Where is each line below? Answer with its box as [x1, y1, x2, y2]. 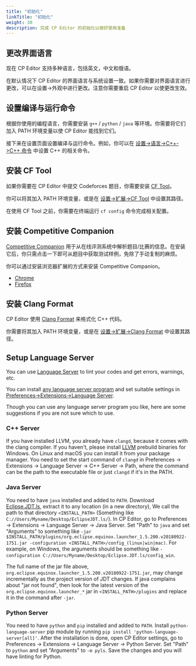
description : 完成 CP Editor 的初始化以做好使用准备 [6, 25, 126, 31]
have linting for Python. [6, 653, 63, 660]
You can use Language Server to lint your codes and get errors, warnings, [6, 368, 184, 375]
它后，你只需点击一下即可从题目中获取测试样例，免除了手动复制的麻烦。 [6, 250, 180, 257]
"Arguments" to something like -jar [6, 528, 92, 535]
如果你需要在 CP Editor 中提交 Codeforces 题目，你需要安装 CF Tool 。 [6, 182, 175, 189]
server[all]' [6, 636, 38, 641]
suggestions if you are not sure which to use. [6, 409, 115, 416]
